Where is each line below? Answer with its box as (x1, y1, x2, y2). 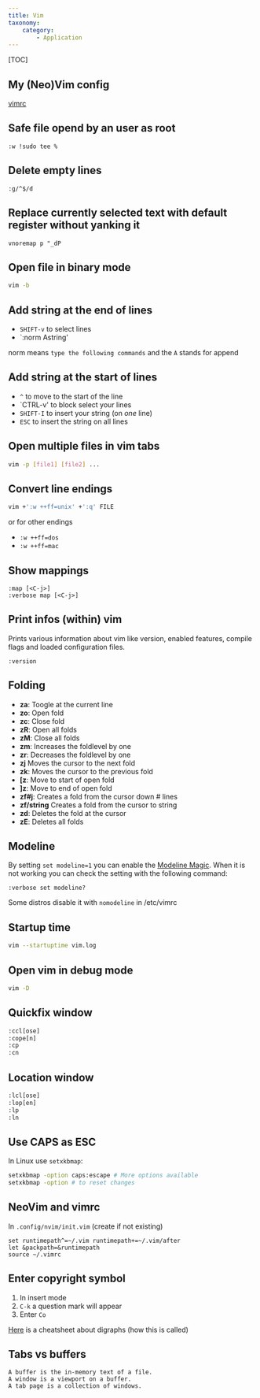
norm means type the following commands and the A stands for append (8, 348, 239, 357)
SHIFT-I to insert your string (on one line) (19, 408, 153, 417)
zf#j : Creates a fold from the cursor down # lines (19, 792, 178, 801)
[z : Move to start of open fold (19, 775, 115, 784)
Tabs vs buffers (8, 1348, 86, 1361)
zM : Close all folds (19, 733, 80, 743)
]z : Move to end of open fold (19, 783, 112, 792)
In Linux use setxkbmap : (8, 1156, 83, 1166)
